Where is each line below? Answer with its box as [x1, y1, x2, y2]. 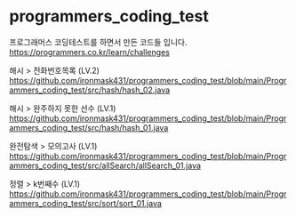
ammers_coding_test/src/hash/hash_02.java [9, 84, 171, 95]
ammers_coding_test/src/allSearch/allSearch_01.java [9, 160, 202, 171]
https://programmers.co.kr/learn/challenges [9, 46, 171, 57]
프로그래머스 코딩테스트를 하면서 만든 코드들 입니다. [9, 36, 188, 47]
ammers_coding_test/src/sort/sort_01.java [9, 197, 163, 208]
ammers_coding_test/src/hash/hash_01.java [9, 122, 169, 133]
